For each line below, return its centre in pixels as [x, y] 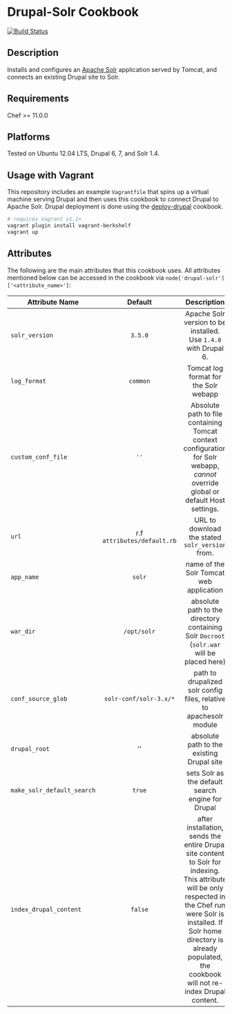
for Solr [205, 457]
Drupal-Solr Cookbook [73, 12]
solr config [205, 690]
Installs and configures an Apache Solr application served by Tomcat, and [112, 69]
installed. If [205, 922]
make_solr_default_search [53, 790]
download [205, 528]
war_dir [23, 631]
